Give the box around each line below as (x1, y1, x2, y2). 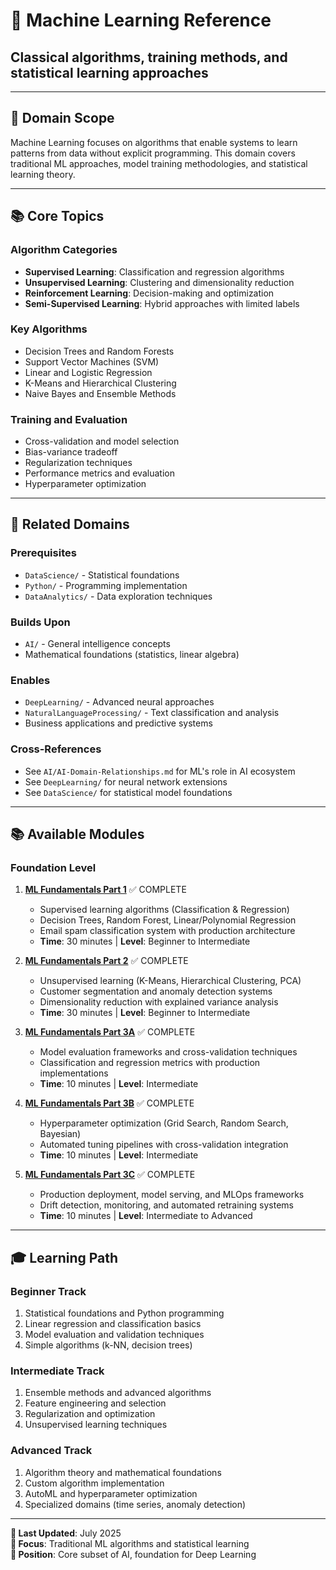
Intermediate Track (10, 1364, 105, 1378)
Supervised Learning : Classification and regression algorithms (24, 265, 285, 278)
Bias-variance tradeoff (24, 446, 118, 458)
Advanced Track (10, 1444, 93, 1458)
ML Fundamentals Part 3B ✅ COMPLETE (24, 1097, 195, 1109)
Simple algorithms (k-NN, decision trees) (24, 1339, 193, 1351)
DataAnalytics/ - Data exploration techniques (24, 590, 213, 602)
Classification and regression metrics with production (39, 1057, 261, 1069)
